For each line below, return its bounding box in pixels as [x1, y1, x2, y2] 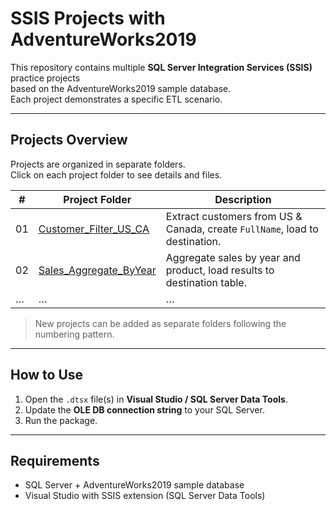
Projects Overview [10, 132, 128, 149]
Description [214, 192, 272, 206]
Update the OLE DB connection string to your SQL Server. [24, 403, 265, 416]
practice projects [10, 72, 81, 84]
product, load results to [165, 263, 275, 277]
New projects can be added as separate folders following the [34, 317, 287, 329]
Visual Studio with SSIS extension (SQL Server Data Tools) [24, 490, 266, 502]
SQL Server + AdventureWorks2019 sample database [24, 479, 245, 491]
